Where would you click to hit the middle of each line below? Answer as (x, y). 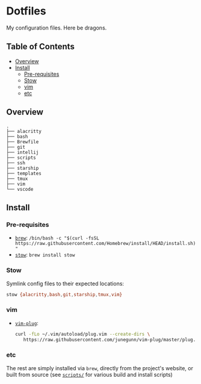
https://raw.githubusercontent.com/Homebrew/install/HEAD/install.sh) (105, 244)
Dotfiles (26, 11)
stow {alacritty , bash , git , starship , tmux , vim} (64, 294)
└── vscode (20, 189)
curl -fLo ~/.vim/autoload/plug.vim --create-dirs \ (82, 334)
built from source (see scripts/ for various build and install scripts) (89, 374)
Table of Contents (41, 47)
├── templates (24, 173)
